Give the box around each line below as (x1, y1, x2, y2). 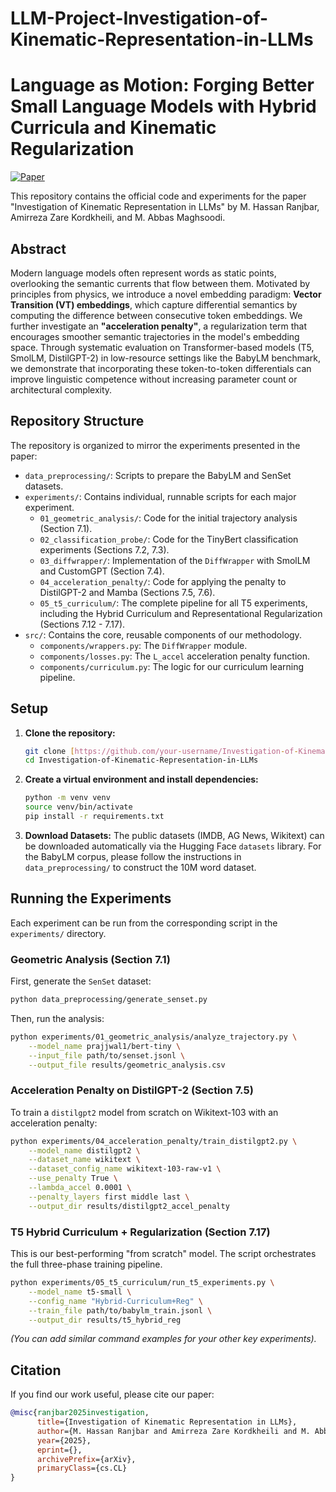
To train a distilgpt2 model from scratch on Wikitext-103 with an (10, 1106, 279, 1118)
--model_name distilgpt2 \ (28, 1145, 141, 1156)
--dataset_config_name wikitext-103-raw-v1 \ (28, 1164, 222, 1174)
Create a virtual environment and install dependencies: (24, 773, 259, 786)
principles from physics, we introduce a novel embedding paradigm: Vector (10, 288, 322, 300)
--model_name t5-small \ (28, 1287, 132, 1297)
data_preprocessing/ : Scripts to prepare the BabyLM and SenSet (24, 469, 292, 481)
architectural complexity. (10, 383, 113, 396)
